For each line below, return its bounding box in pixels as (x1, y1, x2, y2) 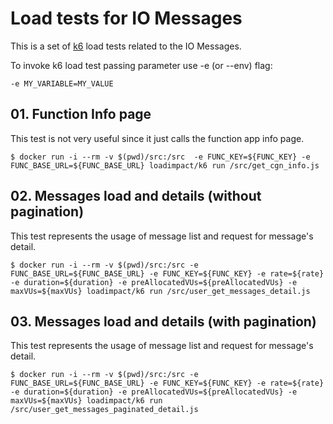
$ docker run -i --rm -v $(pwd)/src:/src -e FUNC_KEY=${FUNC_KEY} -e (10, 152, 311, 162)
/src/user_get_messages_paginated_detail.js (10, 405, 199, 415)
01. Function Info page (10, 106, 152, 123)
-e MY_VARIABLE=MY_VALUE (10, 78, 114, 89)
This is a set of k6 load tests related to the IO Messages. (10, 40, 242, 52)
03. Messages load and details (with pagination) (10, 313, 317, 330)
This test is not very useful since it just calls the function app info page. (10, 132, 305, 144)
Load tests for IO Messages (10, 7, 243, 30)
